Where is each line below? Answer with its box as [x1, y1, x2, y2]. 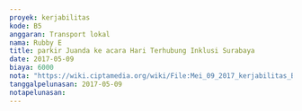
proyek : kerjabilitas [9, 13, 91, 22]
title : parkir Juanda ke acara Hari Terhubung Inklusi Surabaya [9, 47, 255, 55]
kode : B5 [9, 21, 42, 30]
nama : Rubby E [9, 38, 63, 47]
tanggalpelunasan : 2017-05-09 [9, 80, 123, 89]
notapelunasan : [9, 88, 67, 97]
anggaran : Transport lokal [9, 30, 111, 38]
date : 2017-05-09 [9, 55, 75, 64]
